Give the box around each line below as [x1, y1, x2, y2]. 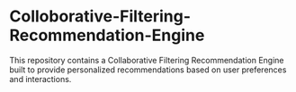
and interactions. [9, 73, 72, 84]
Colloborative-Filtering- [9, 6, 192, 27]
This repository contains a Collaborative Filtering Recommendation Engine [9, 54, 284, 65]
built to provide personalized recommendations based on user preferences [9, 64, 287, 75]
